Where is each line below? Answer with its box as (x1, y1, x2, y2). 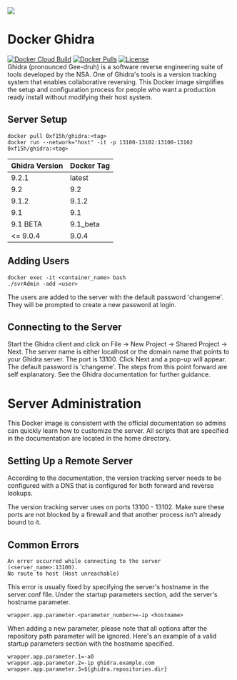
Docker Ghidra (7, 31, 95, 48)
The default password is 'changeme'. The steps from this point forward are (7, 363, 228, 371)
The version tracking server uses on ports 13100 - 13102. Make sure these (7, 503, 225, 511)
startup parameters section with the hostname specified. (7, 639, 174, 648)
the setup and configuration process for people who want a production (7, 85, 216, 94)
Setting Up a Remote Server (7, 454, 133, 467)
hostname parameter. (7, 597, 71, 606)
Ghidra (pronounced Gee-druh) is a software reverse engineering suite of (7, 62, 223, 71)
